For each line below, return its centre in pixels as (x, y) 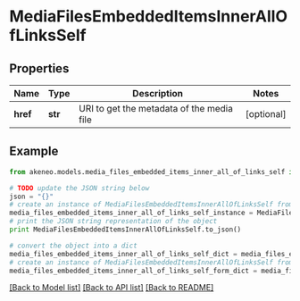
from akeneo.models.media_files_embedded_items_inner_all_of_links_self (147, 171)
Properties (39, 68)
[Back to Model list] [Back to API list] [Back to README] (112, 288)
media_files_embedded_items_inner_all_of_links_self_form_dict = (133, 271)
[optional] (266, 114)
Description (158, 93)
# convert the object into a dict (74, 246)
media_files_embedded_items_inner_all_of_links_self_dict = (124, 254)
